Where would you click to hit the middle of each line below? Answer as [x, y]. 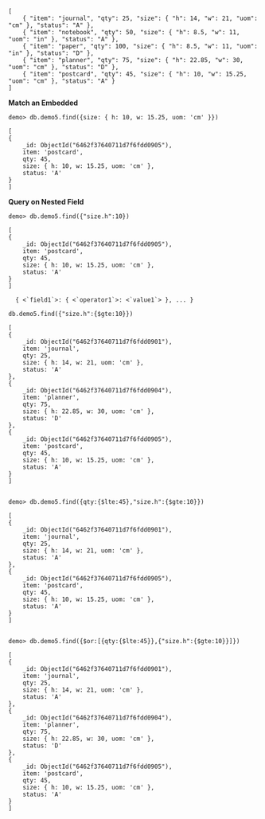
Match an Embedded [43, 103]
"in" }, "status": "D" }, [51, 53]
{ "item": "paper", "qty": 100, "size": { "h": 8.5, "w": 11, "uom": [140, 46]
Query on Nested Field [46, 202]
